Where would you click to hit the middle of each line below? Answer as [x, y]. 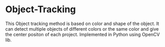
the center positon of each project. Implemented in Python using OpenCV [82, 34]
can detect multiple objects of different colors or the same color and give [82, 29]
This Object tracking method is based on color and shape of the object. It [82, 24]
